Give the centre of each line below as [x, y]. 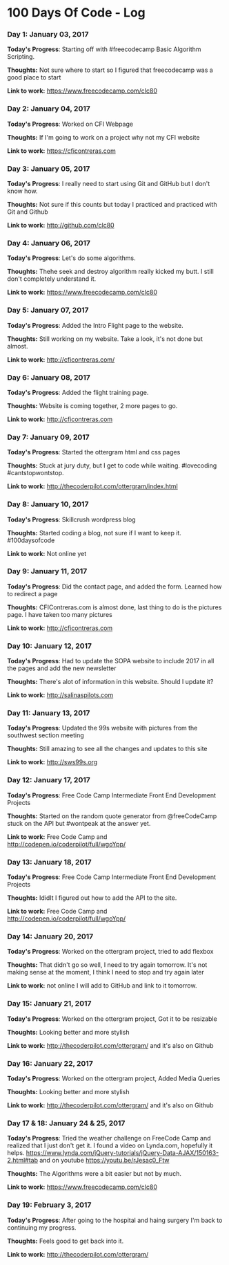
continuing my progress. [42, 1227]
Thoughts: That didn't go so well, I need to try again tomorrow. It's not [107, 965]
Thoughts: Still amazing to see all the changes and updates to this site [108, 749]
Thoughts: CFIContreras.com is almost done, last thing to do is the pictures [114, 607]
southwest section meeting [46, 735]
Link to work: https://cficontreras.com [61, 151]
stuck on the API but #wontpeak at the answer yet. [79, 823]
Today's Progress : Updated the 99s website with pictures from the [102, 728]
